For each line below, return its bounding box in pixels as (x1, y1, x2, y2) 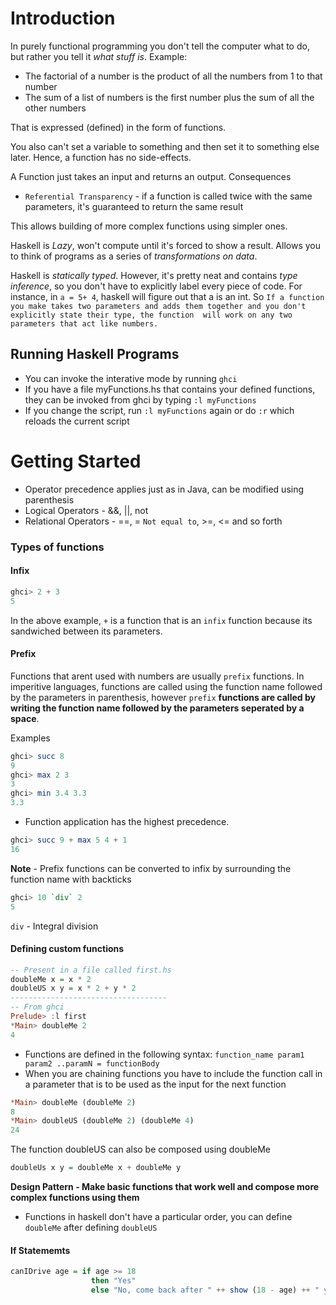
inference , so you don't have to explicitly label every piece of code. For (10, 280, 303, 292)
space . (10, 712, 40, 724)
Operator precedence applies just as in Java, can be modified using (24, 483, 305, 495)
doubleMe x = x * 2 (10, 974, 92, 984)
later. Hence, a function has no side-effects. (10, 151, 192, 163)
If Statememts (10, 1244, 71, 1256)
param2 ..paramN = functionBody (24, 1058, 160, 1069)
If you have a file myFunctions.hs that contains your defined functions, (24, 383, 316, 395)
